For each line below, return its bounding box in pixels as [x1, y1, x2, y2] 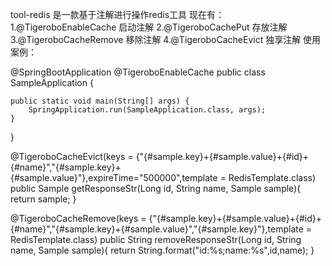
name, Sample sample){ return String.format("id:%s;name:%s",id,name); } [10, 244, 315, 256]
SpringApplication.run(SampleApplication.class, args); [28, 105, 267, 115]
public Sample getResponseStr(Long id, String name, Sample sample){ [10, 183, 302, 194]
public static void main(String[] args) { [10, 96, 190, 106]
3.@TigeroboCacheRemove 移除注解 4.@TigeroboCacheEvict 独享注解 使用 [10, 34, 322, 45]
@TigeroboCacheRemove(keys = [10, 213, 147, 224]
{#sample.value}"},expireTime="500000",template [10, 172, 218, 183]
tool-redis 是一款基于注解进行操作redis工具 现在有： [10, 9, 225, 20]
